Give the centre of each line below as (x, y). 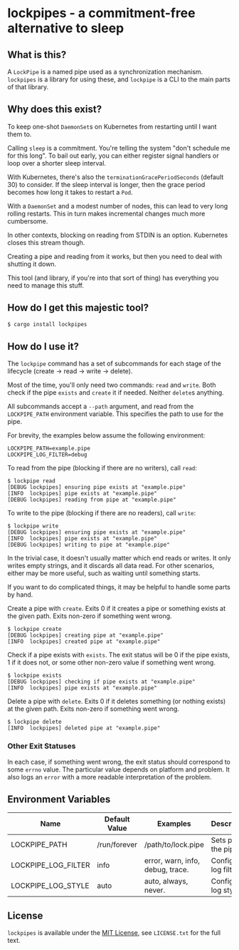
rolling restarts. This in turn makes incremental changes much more (106, 213)
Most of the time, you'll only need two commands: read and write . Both (112, 385)
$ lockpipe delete (34, 722)
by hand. (20, 595)
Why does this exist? (54, 110)
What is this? (37, 55)
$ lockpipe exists (34, 676)
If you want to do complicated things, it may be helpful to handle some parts (119, 587)
